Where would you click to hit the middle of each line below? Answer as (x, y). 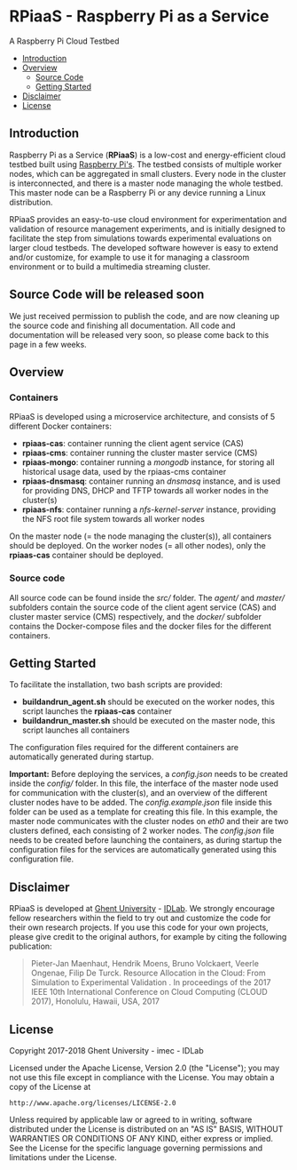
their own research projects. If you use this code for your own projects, (139, 927)
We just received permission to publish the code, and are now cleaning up (145, 316)
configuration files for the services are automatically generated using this (143, 850)
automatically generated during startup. (82, 757)
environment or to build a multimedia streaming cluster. (110, 266)
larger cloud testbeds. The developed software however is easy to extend (144, 247)
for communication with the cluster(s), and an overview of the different (138, 793)
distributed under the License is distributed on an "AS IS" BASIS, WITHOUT (146, 1129)
